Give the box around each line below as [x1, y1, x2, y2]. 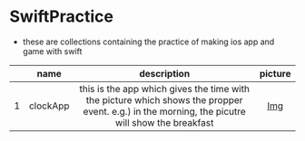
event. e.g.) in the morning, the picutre [83, 105, 247, 117]
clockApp [28, 99, 70, 112]
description [139, 67, 191, 80]
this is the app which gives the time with [79, 82, 250, 95]
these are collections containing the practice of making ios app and [22, 36, 275, 47]
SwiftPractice [9, 6, 113, 27]
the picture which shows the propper [85, 93, 243, 106]
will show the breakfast [114, 116, 214, 128]
